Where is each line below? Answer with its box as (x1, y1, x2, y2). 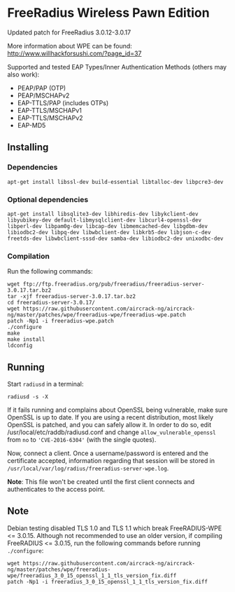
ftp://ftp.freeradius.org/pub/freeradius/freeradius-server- (22, 281, 205, 288)
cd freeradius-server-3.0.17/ (7, 300, 96, 307)
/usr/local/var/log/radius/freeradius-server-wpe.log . (7, 464, 169, 473)
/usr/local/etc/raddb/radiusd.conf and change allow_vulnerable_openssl (7, 428, 217, 436)
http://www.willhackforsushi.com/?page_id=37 (7, 49, 142, 58)
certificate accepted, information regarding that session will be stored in (7, 457, 215, 465)
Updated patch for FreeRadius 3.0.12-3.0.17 (7, 28, 131, 36)
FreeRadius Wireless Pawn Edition (7, 5, 210, 21)
